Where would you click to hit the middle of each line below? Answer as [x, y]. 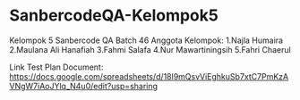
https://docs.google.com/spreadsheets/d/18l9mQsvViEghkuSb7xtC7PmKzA [149, 76]
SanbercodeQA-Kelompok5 [114, 16]
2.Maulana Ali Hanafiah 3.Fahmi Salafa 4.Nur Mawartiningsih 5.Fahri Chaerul [150, 49]
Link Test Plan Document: [56, 67]
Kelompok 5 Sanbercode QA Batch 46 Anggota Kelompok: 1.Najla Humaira [146, 40]
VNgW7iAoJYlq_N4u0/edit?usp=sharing [84, 86]
